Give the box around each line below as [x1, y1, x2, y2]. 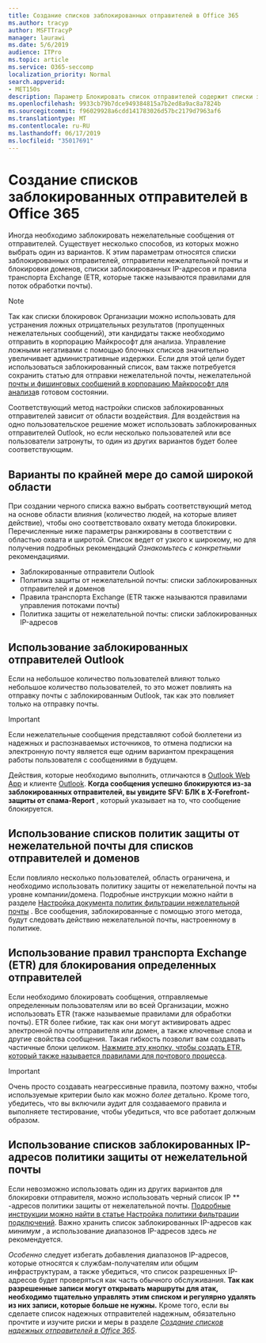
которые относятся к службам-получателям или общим [8, 1258, 199, 1268]
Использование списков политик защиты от [8, 827, 240, 840]
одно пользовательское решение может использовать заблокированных [8, 420, 257, 429]
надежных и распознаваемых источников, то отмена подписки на [8, 738, 233, 748]
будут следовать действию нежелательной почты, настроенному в [8, 915, 237, 924]
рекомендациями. [8, 552, 70, 561]
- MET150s [8, 85, 41, 93]
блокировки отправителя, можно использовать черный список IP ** [8, 1193, 240, 1202]
